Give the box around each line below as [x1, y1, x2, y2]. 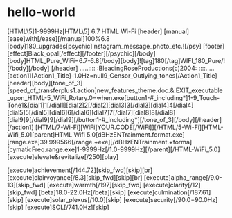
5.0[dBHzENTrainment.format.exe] [86, 130, 185, 139]
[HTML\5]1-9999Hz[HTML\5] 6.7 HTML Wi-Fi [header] [7, 27, 163, 35]
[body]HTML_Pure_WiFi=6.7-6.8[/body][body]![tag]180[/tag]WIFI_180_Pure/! [7, 56, 226, 65]
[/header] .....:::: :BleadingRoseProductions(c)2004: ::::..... [51, 64, 215, 72]
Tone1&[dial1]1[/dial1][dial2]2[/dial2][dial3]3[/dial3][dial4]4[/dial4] [7, 101, 194, 109]
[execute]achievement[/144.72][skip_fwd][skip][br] [7, 166, 153, 174]
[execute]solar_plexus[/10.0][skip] [25, 195, 123, 203]
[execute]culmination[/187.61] [127, 188, 211, 196]
